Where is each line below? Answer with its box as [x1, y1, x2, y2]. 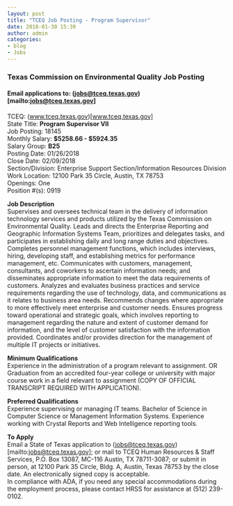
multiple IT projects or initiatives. [7, 341, 101, 348]
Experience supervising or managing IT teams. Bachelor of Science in [7, 405, 207, 413]
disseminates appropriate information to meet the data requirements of [7, 274, 211, 282]
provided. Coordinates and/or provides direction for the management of [7, 333, 213, 342]
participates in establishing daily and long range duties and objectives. [7, 237, 209, 245]
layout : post [7, 10, 45, 17]
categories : [7, 36, 42, 43]
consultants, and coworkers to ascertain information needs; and [7, 266, 191, 275]
